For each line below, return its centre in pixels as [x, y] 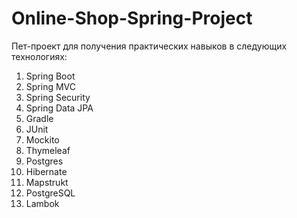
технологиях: [39, 56]
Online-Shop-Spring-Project [132, 18]
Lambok [42, 203]
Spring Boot [50, 76]
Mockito [42, 139]
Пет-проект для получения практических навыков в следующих [149, 46]
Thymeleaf [48, 150]
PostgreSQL [50, 193]
